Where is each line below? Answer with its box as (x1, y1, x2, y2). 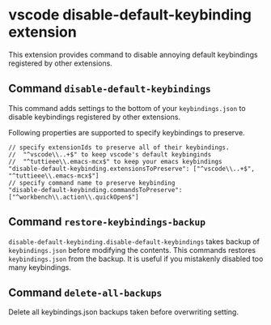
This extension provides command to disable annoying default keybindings (8, 49, 258, 59)
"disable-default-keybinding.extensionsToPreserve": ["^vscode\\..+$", (8, 165, 255, 173)
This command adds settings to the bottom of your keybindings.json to (8, 103, 246, 113)
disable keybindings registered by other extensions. (8, 112, 180, 122)
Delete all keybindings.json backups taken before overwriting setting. (8, 307, 239, 317)
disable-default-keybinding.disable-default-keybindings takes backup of (8, 237, 260, 246)
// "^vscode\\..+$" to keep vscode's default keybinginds (8, 150, 212, 159)
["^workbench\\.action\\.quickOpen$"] (8, 193, 139, 201)
